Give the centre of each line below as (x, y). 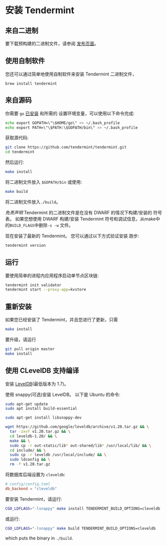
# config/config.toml (28, 484)
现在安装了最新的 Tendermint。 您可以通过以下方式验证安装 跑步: (72, 236)
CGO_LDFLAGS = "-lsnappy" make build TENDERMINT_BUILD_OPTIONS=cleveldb (80, 528)
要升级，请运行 (21, 339)
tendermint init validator (33, 285)
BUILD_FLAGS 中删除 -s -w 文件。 (42, 225)
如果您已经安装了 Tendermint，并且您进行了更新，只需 (62, 320)
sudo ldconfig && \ (30, 460)
